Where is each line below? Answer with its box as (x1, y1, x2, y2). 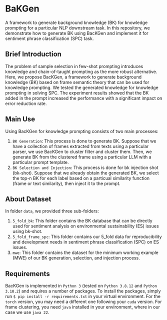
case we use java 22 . (5, 309, 49, 315)
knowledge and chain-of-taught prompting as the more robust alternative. (5, 68, 157, 74)
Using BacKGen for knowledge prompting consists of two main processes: (5, 128, 158, 134)
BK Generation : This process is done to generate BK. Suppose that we (12, 138, 156, 144)
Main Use (5, 115, 35, 123)
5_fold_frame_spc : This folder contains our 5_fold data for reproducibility (12, 233, 162, 240)
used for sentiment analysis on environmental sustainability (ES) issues (12, 223, 159, 229)
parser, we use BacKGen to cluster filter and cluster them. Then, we (12, 148, 152, 154)
